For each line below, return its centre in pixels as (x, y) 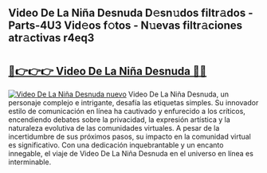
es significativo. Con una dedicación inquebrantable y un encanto (116, 145)
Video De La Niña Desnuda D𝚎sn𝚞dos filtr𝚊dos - (131, 13)
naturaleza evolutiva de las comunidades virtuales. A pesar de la (114, 128)
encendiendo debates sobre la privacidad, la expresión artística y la (119, 120)
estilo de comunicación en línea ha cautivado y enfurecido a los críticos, (127, 111)
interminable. (30, 162)
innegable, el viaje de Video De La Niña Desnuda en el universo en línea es (131, 153)
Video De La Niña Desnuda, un (179, 94)
